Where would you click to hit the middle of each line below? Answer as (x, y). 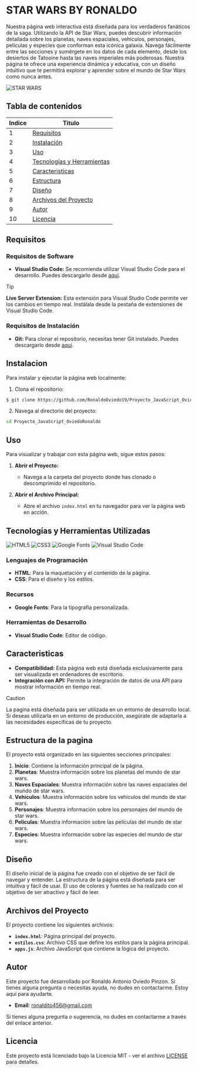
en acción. (36, 513)
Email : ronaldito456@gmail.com (53, 1005)
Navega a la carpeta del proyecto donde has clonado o (90, 477)
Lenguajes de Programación (47, 560)
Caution (16, 698)
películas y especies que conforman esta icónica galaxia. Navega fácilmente (98, 45)
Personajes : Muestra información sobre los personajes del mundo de (98, 809)
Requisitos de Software (40, 256)
